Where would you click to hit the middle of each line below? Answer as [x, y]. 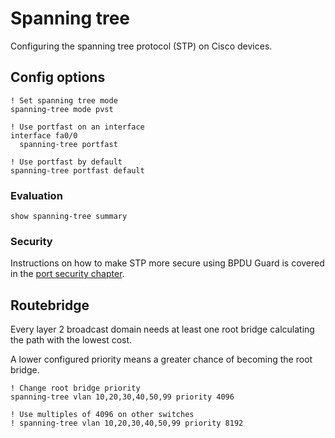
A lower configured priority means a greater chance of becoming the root [161, 359]
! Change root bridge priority [75, 388]
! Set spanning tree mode [64, 100]
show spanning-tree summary [69, 217]
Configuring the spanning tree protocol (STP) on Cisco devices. [141, 46]
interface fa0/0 [44, 135]
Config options [58, 77]
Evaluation [36, 195]
